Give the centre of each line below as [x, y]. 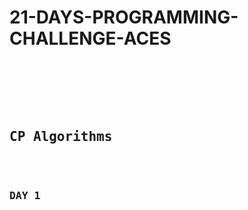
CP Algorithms [61, 137]
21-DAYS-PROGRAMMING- [124, 17]
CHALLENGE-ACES [90, 38]
